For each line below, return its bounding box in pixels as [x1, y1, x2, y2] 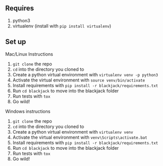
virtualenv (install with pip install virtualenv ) [12, 23, 111, 29]
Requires [5, 4, 34, 13]
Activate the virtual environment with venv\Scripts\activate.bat [12, 134, 148, 140]
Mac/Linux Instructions [5, 51, 53, 57]
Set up [5, 37, 26, 46]
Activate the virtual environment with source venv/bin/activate [12, 77, 145, 83]
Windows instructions [5, 108, 51, 114]
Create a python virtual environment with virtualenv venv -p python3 [12, 71, 158, 77]
